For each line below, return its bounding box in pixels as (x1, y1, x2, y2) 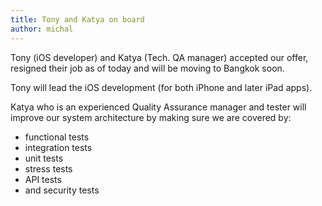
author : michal (10, 24, 74, 34)
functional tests (24, 131, 90, 143)
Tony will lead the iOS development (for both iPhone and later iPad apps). (10, 81, 313, 93)
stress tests (24, 162, 73, 175)
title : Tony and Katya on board (10, 14, 145, 25)
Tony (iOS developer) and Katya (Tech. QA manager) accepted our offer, (10, 51, 309, 63)
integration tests (24, 141, 93, 153)
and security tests (24, 184, 100, 196)
